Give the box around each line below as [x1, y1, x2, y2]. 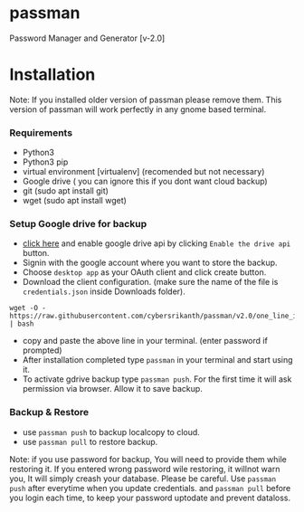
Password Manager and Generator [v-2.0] [9, 33, 166, 43]
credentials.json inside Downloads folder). [22, 286, 185, 297]
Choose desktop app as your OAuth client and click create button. [22, 267, 267, 278]
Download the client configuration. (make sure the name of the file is [22, 277, 279, 288]
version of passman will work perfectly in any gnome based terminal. [9, 103, 267, 115]
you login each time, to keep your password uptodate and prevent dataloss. [9, 492, 291, 503]
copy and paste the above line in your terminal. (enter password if [22, 336, 269, 346]
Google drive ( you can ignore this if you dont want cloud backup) [22, 175, 269, 187]
